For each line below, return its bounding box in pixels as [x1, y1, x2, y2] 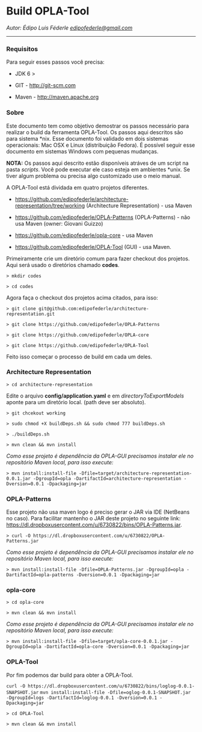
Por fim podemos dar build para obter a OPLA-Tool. [6, 671, 133, 678]
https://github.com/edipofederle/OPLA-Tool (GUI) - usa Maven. [14, 243, 171, 250]
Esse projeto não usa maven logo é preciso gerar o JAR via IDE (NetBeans [6, 508, 190, 515]
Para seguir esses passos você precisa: [6, 58, 105, 66]
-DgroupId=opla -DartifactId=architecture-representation [32, 475, 182, 482]
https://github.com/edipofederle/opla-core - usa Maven [14, 232, 153, 239]
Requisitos [6, 45, 38, 53]
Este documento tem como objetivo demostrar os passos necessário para [6, 122, 189, 129]
